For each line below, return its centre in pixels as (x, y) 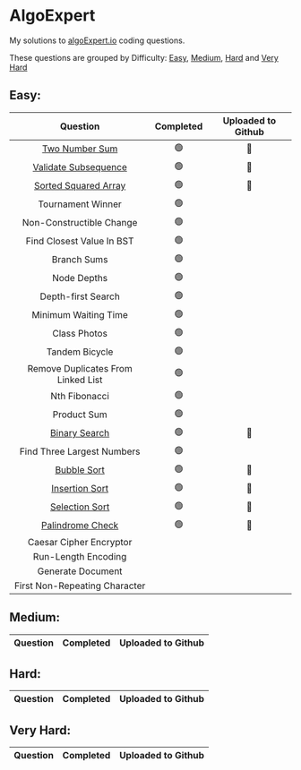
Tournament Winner (80, 204)
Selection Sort (80, 507)
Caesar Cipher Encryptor (80, 542)
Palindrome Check (80, 526)
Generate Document (80, 571)
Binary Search (80, 433)
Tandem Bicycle (80, 352)
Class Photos (80, 334)
